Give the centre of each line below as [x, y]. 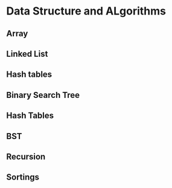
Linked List [27, 53]
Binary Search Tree [43, 95]
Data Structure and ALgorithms [86, 11]
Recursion [26, 156]
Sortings [23, 177]
